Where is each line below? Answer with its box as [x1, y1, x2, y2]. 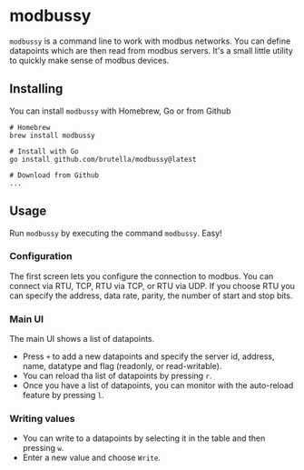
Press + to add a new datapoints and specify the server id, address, [22, 351, 275, 362]
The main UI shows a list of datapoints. [9, 334, 155, 345]
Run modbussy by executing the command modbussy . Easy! [9, 227, 222, 238]
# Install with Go [9, 146, 79, 155]
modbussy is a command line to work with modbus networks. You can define [9, 35, 291, 46]
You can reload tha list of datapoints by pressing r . [22, 370, 212, 382]
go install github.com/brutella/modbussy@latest [9, 155, 197, 164]
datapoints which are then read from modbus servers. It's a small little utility [9, 45, 293, 55]
